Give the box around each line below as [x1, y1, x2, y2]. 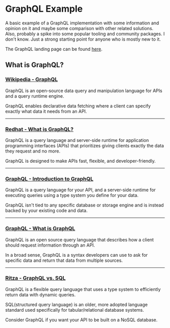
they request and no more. [5, 148, 61, 154]
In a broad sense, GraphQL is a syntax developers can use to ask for [5, 252, 148, 258]
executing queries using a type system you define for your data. [5, 192, 139, 198]
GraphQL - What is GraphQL [5, 225, 75, 232]
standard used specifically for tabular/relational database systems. [5, 307, 144, 313]
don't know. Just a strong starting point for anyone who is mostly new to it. [5, 36, 161, 42]
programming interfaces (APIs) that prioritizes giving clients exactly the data [5, 142, 164, 148]
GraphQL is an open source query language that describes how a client [5, 236, 154, 243]
